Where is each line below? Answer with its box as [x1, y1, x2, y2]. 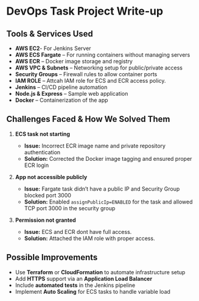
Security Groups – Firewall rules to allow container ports [15, 71, 158, 77]
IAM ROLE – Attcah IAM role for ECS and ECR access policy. [15, 77, 166, 84]
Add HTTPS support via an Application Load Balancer [15, 275, 153, 282]
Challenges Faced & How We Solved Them [6, 114, 170, 124]
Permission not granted [15, 216, 76, 224]
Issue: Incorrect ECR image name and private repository [24, 142, 166, 149]
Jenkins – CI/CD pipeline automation [15, 83, 108, 91]
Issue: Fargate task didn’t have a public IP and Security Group [24, 185, 180, 193]
